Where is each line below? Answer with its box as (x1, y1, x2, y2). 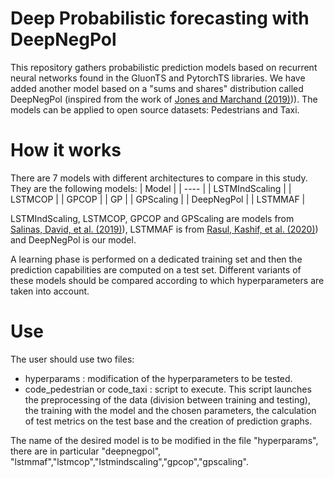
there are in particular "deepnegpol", (10, 445, 162, 457)
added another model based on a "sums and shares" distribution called (10, 82, 304, 94)
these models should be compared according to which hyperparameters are (10, 274, 325, 286)
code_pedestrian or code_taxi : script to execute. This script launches (24, 383, 312, 395)
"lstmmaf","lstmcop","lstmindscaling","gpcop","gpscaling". (10, 455, 249, 467)
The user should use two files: (10, 353, 135, 365)
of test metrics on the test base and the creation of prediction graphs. (24, 415, 313, 427)
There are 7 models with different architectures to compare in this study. (10, 172, 308, 184)
